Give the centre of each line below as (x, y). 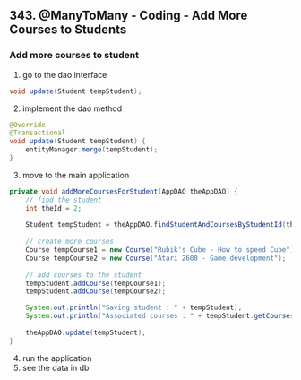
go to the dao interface (64, 74)
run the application (57, 358)
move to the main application (76, 175)
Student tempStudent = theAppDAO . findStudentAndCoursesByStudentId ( (156, 225)
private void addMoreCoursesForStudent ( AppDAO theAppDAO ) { (124, 191)
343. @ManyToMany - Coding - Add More (129, 16)
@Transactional (38, 133)
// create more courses (70, 242)
